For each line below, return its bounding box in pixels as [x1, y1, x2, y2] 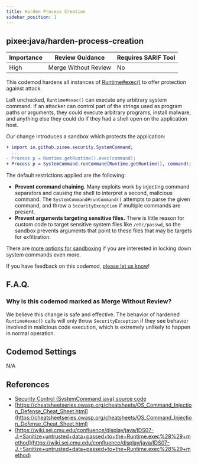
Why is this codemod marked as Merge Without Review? [6, 297, 172, 306]
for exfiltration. [14, 233, 51, 240]
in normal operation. [6, 329, 56, 337]
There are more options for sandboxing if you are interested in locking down [6, 245, 191, 252]
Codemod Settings [6, 346, 77, 356]
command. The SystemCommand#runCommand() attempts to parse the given [14, 196, 190, 203]
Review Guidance [54, 54, 105, 62]
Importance [9, 54, 43, 62]
